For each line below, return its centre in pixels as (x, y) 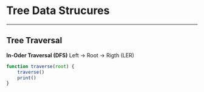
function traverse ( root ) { (40, 66)
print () (27, 78)
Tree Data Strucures (58, 11)
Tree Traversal (34, 41)
